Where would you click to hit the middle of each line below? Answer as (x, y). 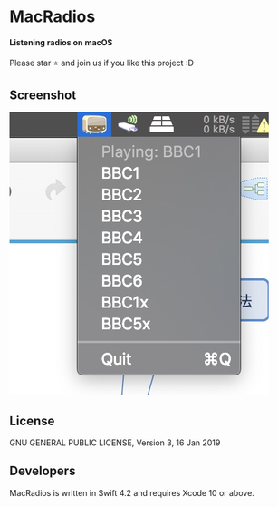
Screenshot (43, 95)
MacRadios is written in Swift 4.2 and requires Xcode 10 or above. (132, 492)
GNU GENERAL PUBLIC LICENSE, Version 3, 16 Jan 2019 (115, 443)
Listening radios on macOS (61, 42)
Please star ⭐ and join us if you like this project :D (102, 63)
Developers (43, 471)
